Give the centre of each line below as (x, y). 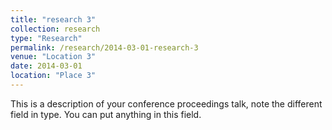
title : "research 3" (53, 19)
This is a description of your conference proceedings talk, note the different (166, 103)
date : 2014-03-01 (46, 66)
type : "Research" (46, 38)
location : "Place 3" (53, 76)
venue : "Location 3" (53, 57)
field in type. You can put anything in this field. (106, 114)
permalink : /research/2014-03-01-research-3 (104, 47)
